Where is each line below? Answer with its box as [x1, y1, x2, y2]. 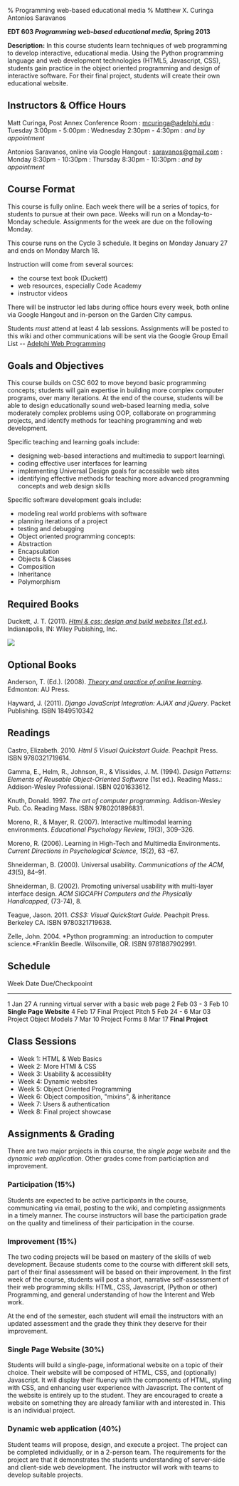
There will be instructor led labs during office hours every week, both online [7, 303, 230, 311]
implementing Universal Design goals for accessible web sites [17, 466, 200, 476]
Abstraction [17, 540, 52, 548]
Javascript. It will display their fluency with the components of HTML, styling [7, 1376, 232, 1384]
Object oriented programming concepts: [17, 532, 136, 540]
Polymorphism [17, 577, 60, 586]
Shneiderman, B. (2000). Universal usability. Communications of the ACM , [7, 860, 225, 869]
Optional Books [7, 659, 77, 671]
